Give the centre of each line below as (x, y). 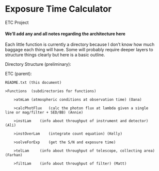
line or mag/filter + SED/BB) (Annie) (44, 113)
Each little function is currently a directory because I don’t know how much (80, 44)
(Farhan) (14, 155)
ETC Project (17, 22)
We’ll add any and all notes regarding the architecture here (65, 34)
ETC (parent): (19, 74)
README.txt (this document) (33, 83)
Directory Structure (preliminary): (38, 64)
